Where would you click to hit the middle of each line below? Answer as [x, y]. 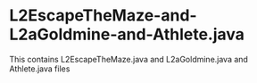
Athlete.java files [40, 69]
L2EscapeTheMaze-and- [104, 16]
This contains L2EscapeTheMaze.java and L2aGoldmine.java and [128, 59]
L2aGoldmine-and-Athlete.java [127, 34]
